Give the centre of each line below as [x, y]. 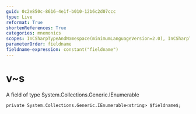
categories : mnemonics [34, 33]
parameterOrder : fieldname [39, 44]
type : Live [19, 17]
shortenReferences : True [36, 28]
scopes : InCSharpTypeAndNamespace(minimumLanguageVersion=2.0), [86, 39]
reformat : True [24, 22]
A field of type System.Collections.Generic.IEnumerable [73, 95]
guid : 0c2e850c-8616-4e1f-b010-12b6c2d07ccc [61, 11]
